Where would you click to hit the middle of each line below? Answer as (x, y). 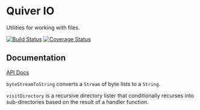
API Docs (18, 72)
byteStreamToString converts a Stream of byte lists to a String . (83, 84)
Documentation (36, 58)
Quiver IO (30, 11)
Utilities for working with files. (43, 27)
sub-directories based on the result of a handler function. (77, 102)
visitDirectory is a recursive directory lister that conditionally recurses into (100, 95)
